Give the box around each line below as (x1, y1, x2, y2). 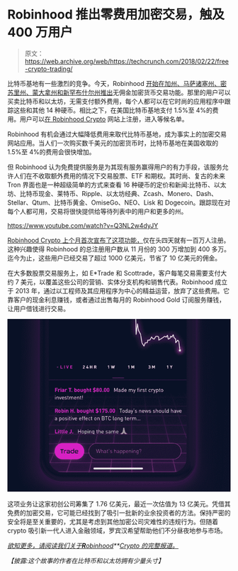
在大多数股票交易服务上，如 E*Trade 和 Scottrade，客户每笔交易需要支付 (7, 268, 221, 277)
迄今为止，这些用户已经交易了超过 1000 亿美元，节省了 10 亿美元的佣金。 (7, 254, 222, 262)
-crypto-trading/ (24, 65, 73, 73)
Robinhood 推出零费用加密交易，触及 (7, 6, 225, 23)
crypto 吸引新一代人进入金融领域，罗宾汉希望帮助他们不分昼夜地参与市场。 (7, 526, 227, 535)
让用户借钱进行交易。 (7, 304, 69, 312)
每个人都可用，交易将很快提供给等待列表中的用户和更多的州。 (7, 207, 188, 215)
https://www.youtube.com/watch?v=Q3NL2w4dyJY (7, 221, 159, 229)
